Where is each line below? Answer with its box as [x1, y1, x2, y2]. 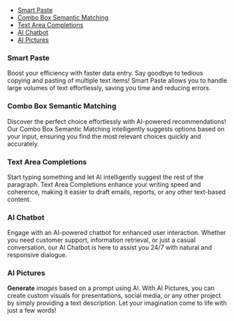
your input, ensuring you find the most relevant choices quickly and [7, 132, 201, 141]
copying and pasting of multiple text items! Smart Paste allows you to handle [7, 76, 228, 85]
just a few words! [7, 306, 57, 315]
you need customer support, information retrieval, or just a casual [7, 236, 196, 244]
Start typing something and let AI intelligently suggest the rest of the [7, 173, 204, 181]
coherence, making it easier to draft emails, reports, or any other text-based [7, 187, 226, 196]
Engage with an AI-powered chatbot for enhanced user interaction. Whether [7, 229, 226, 237]
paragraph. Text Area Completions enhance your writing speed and [7, 180, 201, 188]
